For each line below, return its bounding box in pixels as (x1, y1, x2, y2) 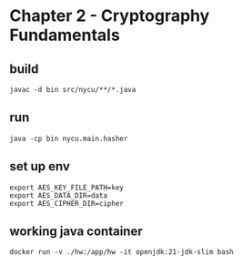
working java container (9, 224, 143, 240)
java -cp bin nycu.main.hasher (9, 134, 128, 143)
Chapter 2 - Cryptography (9, 5, 210, 26)
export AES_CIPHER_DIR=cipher (9, 199, 125, 208)
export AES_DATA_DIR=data (9, 190, 107, 200)
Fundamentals (9, 25, 120, 46)
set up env (9, 159, 71, 174)
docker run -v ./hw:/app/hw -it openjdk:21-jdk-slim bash (9, 248, 234, 257)
